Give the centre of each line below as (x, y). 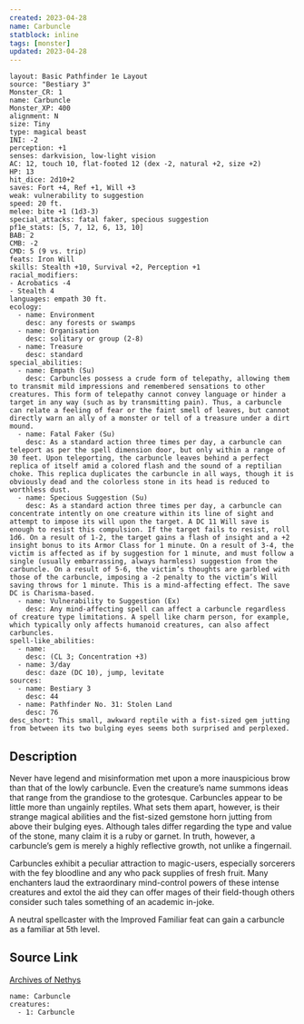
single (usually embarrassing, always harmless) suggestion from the (144, 562)
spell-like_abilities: (52, 641)
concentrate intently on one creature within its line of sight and (142, 514)
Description (43, 756)
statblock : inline (44, 35)
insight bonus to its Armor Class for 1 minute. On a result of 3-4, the (152, 546)
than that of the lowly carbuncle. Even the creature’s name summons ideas (149, 788)
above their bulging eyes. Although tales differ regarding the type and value (151, 826)
